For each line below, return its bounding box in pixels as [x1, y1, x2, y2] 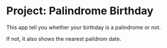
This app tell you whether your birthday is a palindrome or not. [6, 24, 161, 31]
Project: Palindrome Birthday [6, 4, 154, 18]
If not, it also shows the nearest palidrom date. [6, 35, 122, 42]
